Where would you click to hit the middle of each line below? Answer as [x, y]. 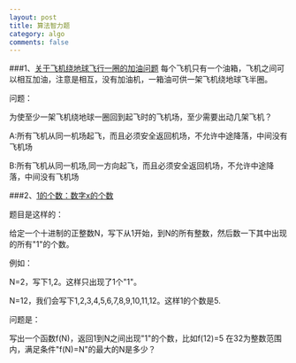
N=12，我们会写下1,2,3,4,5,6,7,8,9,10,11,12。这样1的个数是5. [115, 301]
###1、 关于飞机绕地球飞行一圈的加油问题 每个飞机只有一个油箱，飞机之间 [143, 68]
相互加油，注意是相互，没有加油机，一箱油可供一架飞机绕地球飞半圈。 [144, 80]
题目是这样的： [36, 214]
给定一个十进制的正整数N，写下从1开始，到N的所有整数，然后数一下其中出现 [148, 233]
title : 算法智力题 [40, 26]
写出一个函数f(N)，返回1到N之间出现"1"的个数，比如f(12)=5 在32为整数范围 [146, 338]
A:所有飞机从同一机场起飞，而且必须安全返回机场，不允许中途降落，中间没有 [148, 136]
